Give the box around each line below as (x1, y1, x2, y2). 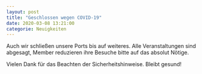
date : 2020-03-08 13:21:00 (6, 20, 75, 26)
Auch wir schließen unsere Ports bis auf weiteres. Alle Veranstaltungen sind (6, 42, 197, 50)
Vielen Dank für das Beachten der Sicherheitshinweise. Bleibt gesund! (6, 61, 182, 68)
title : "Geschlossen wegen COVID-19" (6, 15, 102, 21)
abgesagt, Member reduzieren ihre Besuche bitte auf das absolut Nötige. (6, 49, 189, 56)
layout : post (6, 8, 40, 15)
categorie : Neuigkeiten (6, 25, 67, 32)
